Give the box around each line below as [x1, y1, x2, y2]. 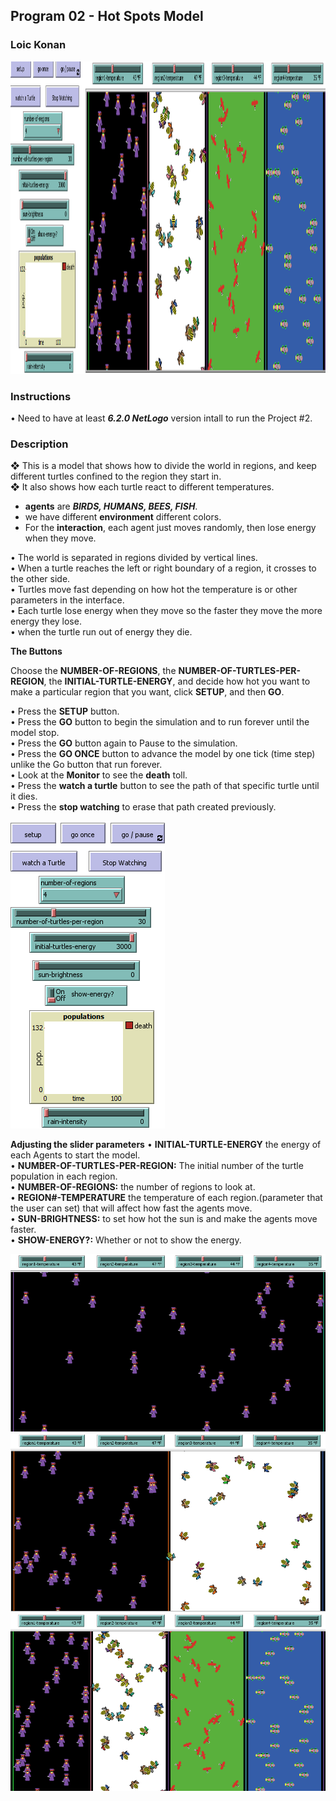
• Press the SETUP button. [10, 705, 120, 718]
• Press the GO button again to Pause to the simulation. [10, 737, 238, 749]
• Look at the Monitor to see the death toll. [10, 769, 188, 781]
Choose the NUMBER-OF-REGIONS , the [10, 665, 177, 677]
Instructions [10, 389, 72, 403]
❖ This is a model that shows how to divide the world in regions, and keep [10, 460, 317, 472]
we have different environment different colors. [24, 511, 222, 523]
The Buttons [10, 645, 63, 658]
